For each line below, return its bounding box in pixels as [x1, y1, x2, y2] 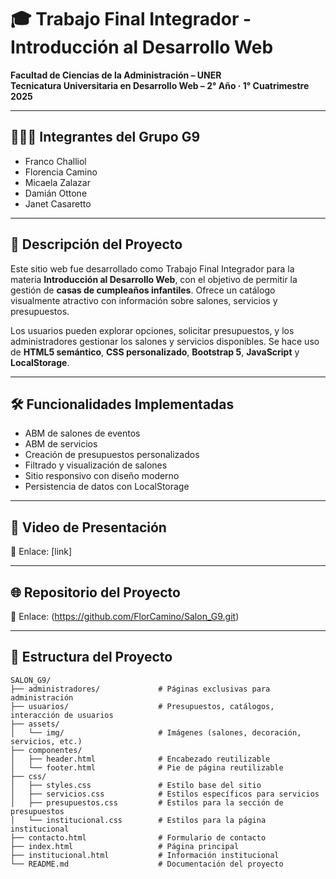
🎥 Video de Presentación [10, 519, 167, 536]
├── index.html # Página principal [10, 841, 240, 851]
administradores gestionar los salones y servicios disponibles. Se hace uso [10, 335, 320, 347]
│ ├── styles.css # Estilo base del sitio [10, 780, 262, 790]
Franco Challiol [24, 155, 87, 167]
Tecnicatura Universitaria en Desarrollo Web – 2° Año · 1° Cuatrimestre [10, 79, 310, 91]
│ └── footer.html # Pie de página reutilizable [10, 762, 284, 773]
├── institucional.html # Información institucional [10, 850, 280, 860]
